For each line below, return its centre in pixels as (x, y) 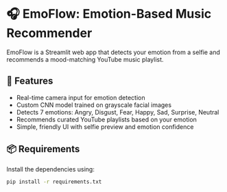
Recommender (49, 33)
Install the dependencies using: (51, 169)
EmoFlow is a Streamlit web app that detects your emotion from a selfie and (113, 52)
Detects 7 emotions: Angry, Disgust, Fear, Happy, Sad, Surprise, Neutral (118, 112)
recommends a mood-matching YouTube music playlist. (85, 59)
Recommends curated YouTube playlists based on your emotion (106, 119)
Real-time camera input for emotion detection (81, 97)
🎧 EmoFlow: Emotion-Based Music (109, 14)
